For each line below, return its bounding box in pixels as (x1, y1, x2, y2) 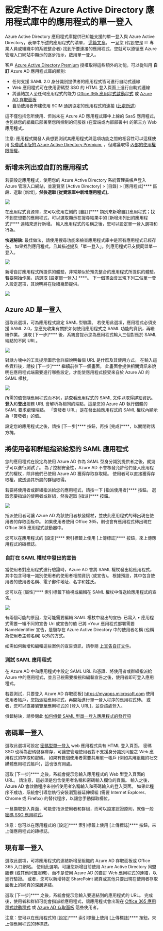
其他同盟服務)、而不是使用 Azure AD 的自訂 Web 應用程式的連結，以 (20, 870, 157, 876)
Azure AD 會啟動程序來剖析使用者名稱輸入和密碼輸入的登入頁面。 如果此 (5, 783, 150, 789)
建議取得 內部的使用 (112, 141, 152, 147)
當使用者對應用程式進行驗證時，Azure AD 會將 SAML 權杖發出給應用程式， (5, 566, 154, 572)
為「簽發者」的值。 (5, 413, 44, 419)
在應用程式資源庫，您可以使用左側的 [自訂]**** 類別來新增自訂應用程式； (5, 208, 151, 214)
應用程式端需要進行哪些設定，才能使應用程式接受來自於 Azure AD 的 (13, 369, 150, 375)
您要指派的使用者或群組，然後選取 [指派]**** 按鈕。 (9, 493, 113, 499)
